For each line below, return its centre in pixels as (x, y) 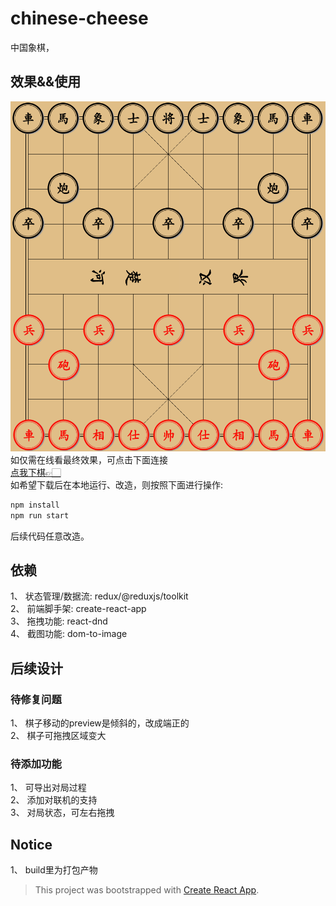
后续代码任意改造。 (50, 536)
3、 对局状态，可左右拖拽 (62, 813)
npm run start (40, 515)
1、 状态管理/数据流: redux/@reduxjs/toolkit (99, 596)
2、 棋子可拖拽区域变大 (58, 735)
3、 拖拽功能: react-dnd (59, 621)
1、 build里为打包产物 (54, 870)
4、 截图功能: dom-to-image (69, 634)
